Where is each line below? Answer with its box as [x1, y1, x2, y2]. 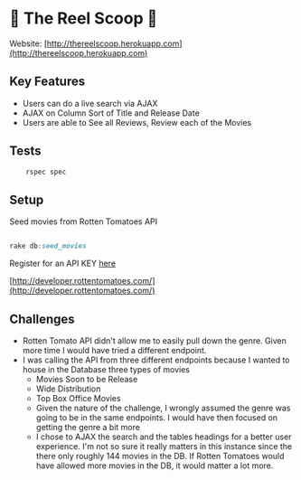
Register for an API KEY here [9, 258, 116, 269]
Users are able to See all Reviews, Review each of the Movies [22, 117, 252, 127]
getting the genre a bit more [35, 421, 140, 432]
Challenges [9, 311, 75, 326]
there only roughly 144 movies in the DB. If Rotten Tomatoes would [35, 450, 285, 461]
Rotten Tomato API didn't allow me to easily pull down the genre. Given [22, 334, 287, 346]
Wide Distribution [35, 383, 101, 394]
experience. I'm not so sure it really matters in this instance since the [35, 440, 292, 451]
